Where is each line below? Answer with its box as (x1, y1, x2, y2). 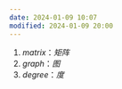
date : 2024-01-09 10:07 (9, 12, 98, 22)
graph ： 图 (21, 58, 61, 69)
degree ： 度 (21, 69, 65, 80)
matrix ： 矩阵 (21, 46, 69, 58)
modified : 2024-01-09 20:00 (9, 21, 114, 30)
